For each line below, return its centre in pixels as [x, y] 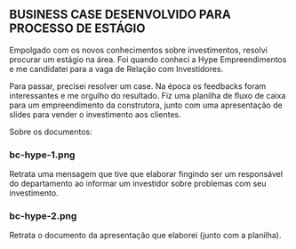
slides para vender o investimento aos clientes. [96, 114]
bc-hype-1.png [42, 155]
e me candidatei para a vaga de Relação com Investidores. [116, 68]
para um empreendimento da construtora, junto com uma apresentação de [146, 105]
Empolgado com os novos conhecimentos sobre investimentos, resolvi [139, 50]
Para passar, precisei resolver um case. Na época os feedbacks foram [138, 86]
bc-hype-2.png [43, 216]
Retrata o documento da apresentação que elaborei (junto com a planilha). [145, 236]
